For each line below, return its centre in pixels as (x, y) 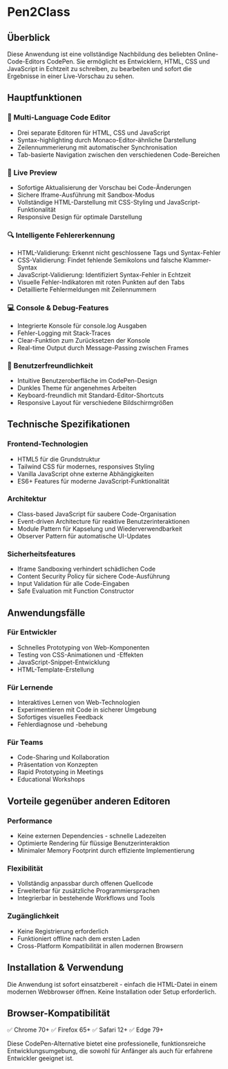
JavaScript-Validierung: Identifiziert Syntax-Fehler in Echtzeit (104, 275)
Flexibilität (25, 869)
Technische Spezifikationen (69, 425)
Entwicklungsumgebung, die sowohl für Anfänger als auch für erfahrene (110, 1051)
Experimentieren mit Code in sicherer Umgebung (87, 710)
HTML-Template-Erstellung (56, 669)
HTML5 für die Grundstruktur (58, 459)
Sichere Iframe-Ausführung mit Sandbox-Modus (86, 195)
